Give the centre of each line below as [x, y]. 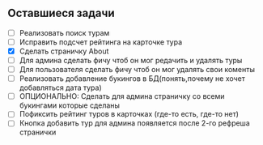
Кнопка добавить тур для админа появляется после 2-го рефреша [134, 123]
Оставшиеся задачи [61, 13]
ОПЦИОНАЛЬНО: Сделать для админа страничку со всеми [122, 96]
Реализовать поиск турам [64, 32]
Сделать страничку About [64, 51]
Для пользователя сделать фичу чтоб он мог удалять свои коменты [137, 70]
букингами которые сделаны [70, 105]
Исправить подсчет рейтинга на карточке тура [101, 42]
